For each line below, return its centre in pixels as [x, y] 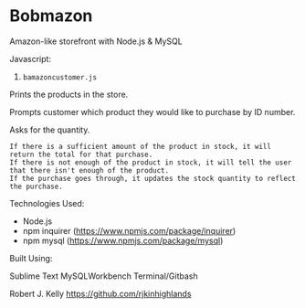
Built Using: [31, 258]
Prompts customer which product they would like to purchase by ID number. [152, 112]
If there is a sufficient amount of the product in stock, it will [141, 146]
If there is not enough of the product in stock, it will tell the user [151, 162]
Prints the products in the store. [69, 94]
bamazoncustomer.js [60, 77]
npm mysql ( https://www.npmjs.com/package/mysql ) [123, 240]
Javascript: [31, 58]
